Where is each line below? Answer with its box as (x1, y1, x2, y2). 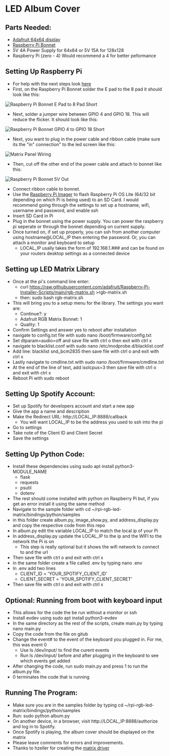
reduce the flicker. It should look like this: (12, 116, 98, 122)
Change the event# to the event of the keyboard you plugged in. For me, (12, 636, 163, 642)
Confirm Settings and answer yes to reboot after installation (12, 326, 137, 333)
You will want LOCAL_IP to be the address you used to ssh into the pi (20, 419, 163, 425)
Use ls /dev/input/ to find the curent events (20, 647, 109, 653)
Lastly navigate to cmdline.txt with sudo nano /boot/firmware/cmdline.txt (12, 359, 164, 365)
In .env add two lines (12, 565, 56, 572)
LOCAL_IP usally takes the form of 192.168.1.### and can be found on (20, 245, 164, 251)
